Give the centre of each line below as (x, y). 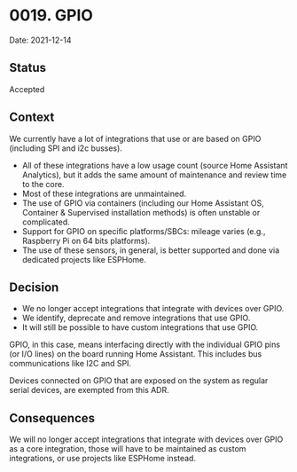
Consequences (52, 418)
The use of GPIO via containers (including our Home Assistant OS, (143, 203)
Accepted (27, 89)
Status (28, 68)
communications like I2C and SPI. (70, 364)
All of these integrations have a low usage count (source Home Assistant (155, 165)
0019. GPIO (51, 16)
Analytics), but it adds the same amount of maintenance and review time (154, 175)
